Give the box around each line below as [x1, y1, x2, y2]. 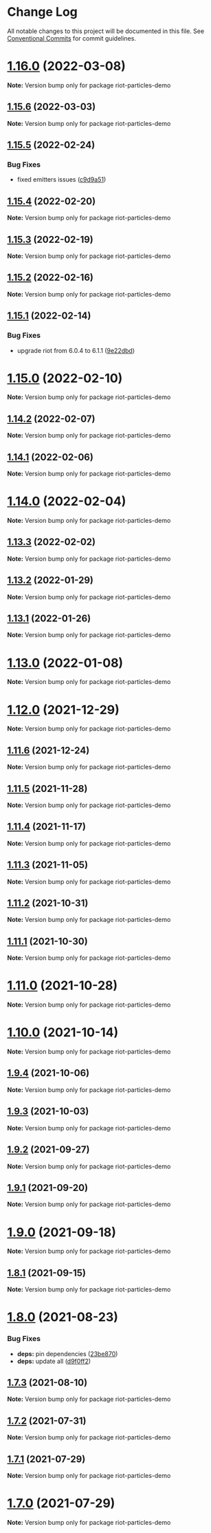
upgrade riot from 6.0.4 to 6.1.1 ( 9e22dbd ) [16, 346, 135, 354]
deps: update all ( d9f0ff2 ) [16, 1357, 91, 1365]
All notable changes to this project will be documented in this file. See [7, 27, 205, 35]
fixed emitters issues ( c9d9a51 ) [16, 175, 107, 184]
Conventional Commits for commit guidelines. [7, 34, 136, 42]
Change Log [7, 4, 78, 20]
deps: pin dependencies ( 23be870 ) [16, 1349, 118, 1358]
